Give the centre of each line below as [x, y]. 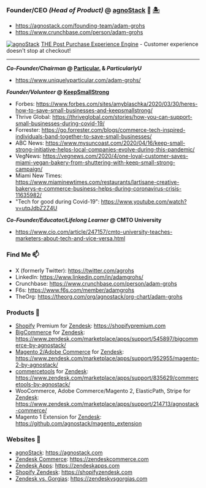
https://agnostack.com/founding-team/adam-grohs [80, 26]
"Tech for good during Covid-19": [57, 202]
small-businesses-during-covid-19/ [60, 124]
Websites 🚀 [24, 439]
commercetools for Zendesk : [52, 371]
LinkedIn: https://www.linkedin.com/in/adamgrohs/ [79, 277]
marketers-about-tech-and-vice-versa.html [70, 238]
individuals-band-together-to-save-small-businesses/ [83, 137]
